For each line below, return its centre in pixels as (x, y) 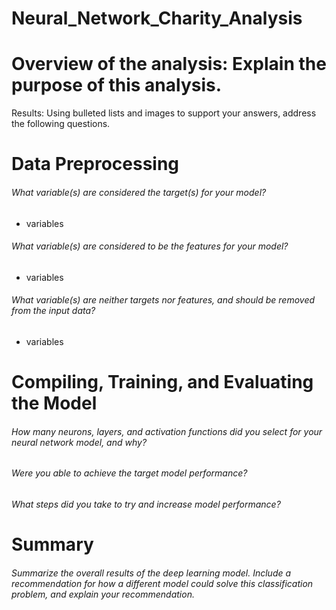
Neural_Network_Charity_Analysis (157, 18)
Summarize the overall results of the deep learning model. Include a (151, 573)
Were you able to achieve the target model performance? (129, 473)
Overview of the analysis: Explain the (169, 64)
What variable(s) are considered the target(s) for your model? (139, 192)
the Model (54, 403)
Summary (52, 544)
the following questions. (61, 124)
